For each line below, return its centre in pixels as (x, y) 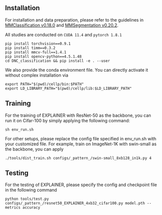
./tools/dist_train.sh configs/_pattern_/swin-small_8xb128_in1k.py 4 (78, 158)
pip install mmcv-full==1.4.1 (36, 52)
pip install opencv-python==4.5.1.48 (43, 56)
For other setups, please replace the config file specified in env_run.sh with (81, 138)
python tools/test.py (27, 199)
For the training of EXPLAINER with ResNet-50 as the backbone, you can (78, 115)
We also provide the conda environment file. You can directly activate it (77, 70)
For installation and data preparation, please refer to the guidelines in (74, 20)
